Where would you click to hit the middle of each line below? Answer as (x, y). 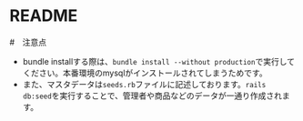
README (44, 16)
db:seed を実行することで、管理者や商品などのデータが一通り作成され (152, 96)
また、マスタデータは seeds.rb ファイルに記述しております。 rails (144, 84)
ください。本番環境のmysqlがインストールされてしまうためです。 (145, 73)
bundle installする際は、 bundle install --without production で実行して (159, 61)
